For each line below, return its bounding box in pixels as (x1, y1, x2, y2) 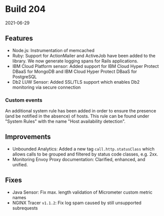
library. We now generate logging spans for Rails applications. (12, 58, 138, 64)
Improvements (5, 133, 51, 141)
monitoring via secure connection (12, 84, 81, 90)
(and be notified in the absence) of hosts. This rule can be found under (5, 113, 150, 119)
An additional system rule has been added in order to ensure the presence (5, 108, 157, 114)
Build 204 (5, 3, 46, 15)
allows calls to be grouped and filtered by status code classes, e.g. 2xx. (12, 151, 158, 157)
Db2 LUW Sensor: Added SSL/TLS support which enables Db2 (12, 79, 140, 85)
